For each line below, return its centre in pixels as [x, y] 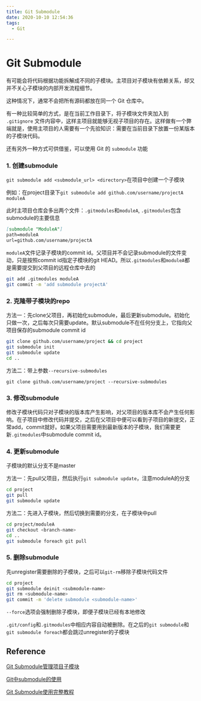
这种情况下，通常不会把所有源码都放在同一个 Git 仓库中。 [77, 101]
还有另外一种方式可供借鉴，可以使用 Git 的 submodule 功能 [77, 149]
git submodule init [31, 347]
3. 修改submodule [33, 397]
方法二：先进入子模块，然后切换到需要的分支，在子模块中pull [81, 513]
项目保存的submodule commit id [46, 330]
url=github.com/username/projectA [49, 241]
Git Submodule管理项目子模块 [43, 666]
